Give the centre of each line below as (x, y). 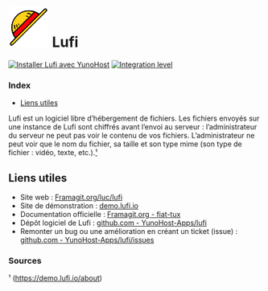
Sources (25, 260)
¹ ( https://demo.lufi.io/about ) (56, 278)
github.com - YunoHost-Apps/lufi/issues (87, 240)
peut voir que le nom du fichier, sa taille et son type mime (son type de (126, 144)
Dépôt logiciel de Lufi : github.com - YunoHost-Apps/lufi (113, 223)
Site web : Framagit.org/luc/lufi (71, 197)
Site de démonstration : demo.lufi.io (79, 206)
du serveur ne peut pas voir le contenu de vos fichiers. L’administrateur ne (132, 136)
